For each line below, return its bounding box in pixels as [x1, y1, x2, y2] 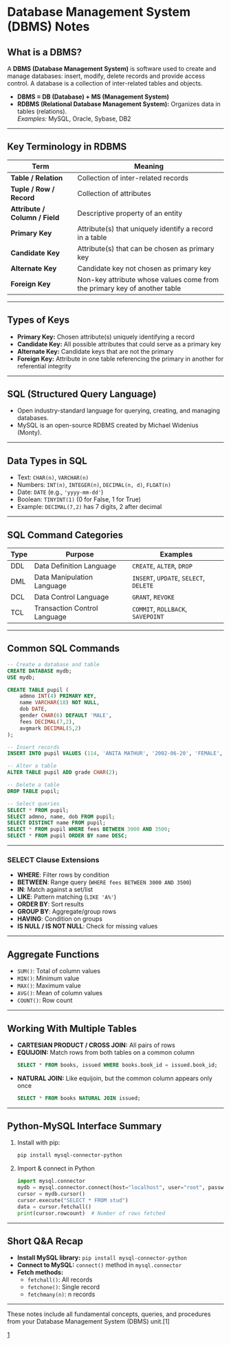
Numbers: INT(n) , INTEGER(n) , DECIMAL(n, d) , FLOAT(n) [16, 481, 172, 489]
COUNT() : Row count [16, 996, 73, 1004]
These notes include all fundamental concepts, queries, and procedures [7, 1310, 211, 1318]
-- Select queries [7, 800, 60, 807]
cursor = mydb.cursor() [16, 1190, 86, 1197]
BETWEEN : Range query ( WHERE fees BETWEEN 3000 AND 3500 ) [16, 878, 192, 886]
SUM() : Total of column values [16, 967, 101, 975]
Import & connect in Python [16, 1164, 95, 1173]
